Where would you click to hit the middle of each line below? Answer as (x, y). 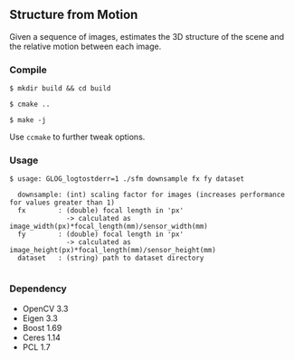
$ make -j (28, 120)
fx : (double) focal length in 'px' (100, 211)
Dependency (38, 289)
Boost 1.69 (42, 327)
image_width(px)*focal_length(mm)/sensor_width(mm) (109, 227)
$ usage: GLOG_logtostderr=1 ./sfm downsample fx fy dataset (127, 179)
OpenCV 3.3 (45, 308)
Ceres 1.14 (41, 337)
